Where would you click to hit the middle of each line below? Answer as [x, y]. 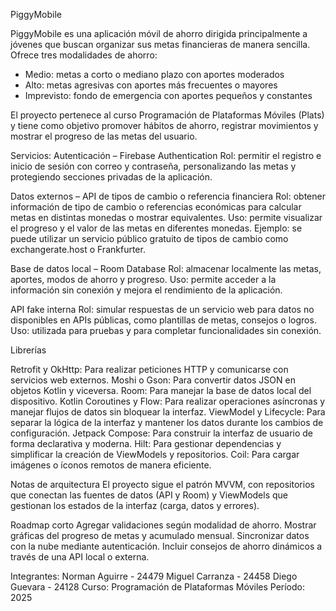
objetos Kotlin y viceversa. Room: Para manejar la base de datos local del [161, 390]
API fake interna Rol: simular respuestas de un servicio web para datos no [162, 309]
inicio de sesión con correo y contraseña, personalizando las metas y [153, 166]
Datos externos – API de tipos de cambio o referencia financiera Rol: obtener [168, 196]
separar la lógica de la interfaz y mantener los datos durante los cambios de [167, 422]
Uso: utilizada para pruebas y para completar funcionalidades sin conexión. [166, 330]
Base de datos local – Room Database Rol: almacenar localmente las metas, [166, 268]
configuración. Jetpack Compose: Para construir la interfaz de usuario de [161, 433]
